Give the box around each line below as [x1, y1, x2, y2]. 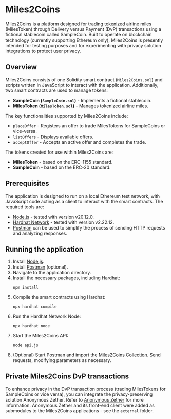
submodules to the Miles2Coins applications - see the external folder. [5, 407, 154, 414]
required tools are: [5, 204, 45, 210]
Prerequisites [5, 179, 49, 188]
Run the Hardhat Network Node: [12, 313, 81, 319]
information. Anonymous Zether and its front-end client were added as [5, 402, 155, 408]
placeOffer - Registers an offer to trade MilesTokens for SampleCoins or [12, 122, 165, 129]
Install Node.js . [12, 258, 45, 265]
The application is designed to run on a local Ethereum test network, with [5, 193, 160, 199]
